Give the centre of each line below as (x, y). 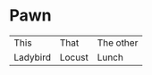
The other (118, 43)
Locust (74, 57)
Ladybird (33, 57)
